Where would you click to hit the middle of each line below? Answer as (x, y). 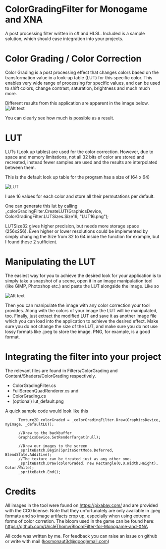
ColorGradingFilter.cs (34, 385)
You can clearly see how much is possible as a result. (60, 118)
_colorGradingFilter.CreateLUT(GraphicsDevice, (54, 211)
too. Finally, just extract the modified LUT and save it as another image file (81, 316)
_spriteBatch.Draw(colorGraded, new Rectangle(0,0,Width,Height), (88, 463)
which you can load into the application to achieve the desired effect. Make (82, 321)
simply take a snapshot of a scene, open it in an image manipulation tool (79, 280)
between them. (21, 167)
